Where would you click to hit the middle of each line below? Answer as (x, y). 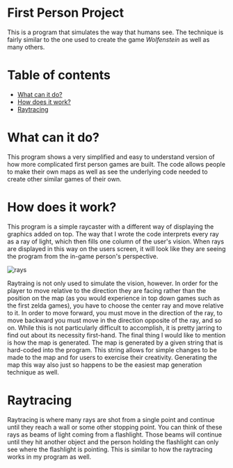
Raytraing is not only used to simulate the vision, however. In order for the (113, 283)
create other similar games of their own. (64, 179)
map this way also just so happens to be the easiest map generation (105, 365)
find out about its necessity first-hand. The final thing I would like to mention (116, 335)
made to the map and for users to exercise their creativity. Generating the (112, 357)
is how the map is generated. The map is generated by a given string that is (115, 342)
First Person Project (65, 13)
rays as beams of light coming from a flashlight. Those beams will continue (115, 435)
